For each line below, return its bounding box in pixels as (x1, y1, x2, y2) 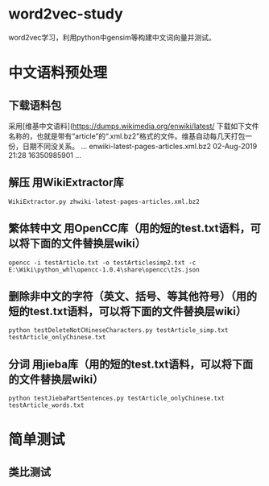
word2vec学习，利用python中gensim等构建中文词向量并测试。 (8, 32, 216, 42)
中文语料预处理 (8, 64, 108, 82)
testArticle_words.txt (8, 401, 85, 409)
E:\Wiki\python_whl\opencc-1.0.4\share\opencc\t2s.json (8, 265, 200, 274)
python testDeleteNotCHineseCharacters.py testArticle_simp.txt (8, 326, 229, 334)
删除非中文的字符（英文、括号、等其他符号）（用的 (8, 289, 258, 303)
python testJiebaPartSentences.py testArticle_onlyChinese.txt (8, 394, 226, 403)
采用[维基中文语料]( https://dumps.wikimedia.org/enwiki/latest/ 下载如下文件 (8, 121, 259, 131)
